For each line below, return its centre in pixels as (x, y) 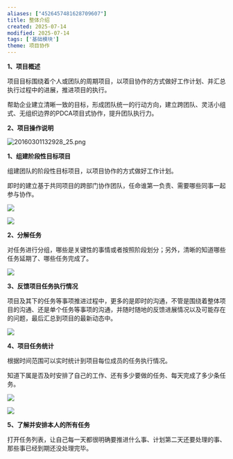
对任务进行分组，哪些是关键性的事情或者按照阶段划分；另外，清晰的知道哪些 (116, 250)
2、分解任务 (24, 235)
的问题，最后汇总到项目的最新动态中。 (62, 318)
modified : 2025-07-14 (38, 33)
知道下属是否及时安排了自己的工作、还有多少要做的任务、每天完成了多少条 (113, 375)
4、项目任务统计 (31, 346)
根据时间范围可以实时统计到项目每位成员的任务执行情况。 (89, 361)
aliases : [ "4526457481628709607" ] (57, 14)
